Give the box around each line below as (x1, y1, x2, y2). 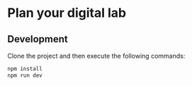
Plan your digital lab (7, 5, 126, 21)
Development (7, 33, 69, 45)
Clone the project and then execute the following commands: (7, 51, 186, 60)
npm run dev (7, 72, 43, 79)
